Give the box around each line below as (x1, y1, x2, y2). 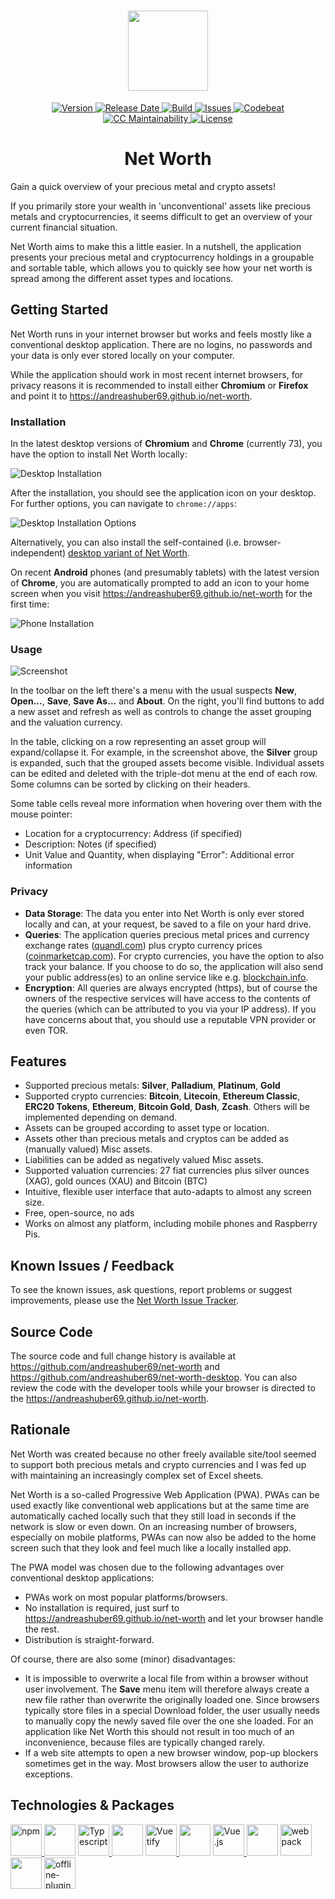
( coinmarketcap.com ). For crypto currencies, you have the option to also (24, 950, 325, 962)
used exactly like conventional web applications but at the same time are (10, 1499, 310, 1511)
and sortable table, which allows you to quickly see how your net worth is (10, 261, 313, 274)
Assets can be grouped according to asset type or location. (24, 1122, 270, 1134)
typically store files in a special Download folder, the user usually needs (24, 1704, 320, 1716)
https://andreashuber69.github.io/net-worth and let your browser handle (24, 1612, 324, 1624)
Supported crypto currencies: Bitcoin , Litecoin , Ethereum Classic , (24, 1090, 301, 1102)
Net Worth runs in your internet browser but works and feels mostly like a (10, 328, 312, 340)
